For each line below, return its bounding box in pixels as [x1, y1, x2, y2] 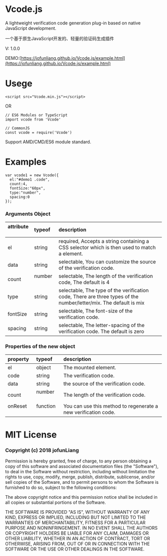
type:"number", [9, 190, 41, 195]
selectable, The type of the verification [58, 287, 149, 294]
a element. [58, 250, 83, 257]
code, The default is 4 [58, 279, 110, 286]
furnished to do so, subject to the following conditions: [5, 484, 117, 490]
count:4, [9, 181, 28, 186]
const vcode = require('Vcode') [5, 130, 72, 135]
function [36, 403, 56, 410]
